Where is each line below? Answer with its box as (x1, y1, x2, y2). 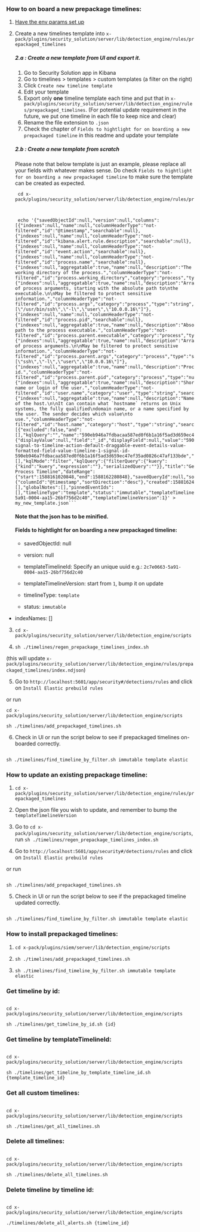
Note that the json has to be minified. (14, 512, 109, 520)
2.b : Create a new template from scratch (14, 145, 120, 153)
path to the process (14, 327, 66, 333)
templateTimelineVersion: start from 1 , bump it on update (23, 580, 164, 587)
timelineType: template (23, 591, 80, 599)
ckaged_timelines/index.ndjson (6, 667, 84, 673)
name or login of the (14, 385, 69, 391)
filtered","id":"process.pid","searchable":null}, (14, 317, 144, 323)
